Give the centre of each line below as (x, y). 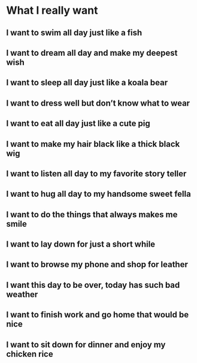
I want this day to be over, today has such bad (93, 285)
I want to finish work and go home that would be (98, 315)
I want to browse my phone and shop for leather (97, 265)
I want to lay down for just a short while (81, 244)
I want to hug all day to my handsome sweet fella (99, 194)
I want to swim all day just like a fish (74, 33)
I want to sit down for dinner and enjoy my (86, 345)
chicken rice (30, 354)
